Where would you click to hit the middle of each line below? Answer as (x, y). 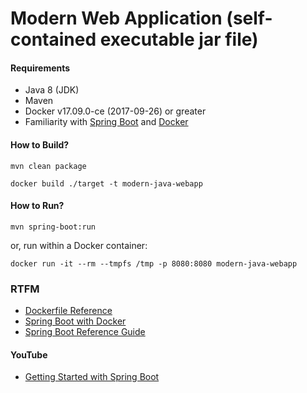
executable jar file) (179, 39)
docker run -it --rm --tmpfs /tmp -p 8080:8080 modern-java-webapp (154, 263)
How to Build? (40, 144)
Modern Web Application (116, 18)
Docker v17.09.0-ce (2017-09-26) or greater (115, 111)
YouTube (29, 354)
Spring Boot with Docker (75, 321)
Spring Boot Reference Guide (85, 332)
